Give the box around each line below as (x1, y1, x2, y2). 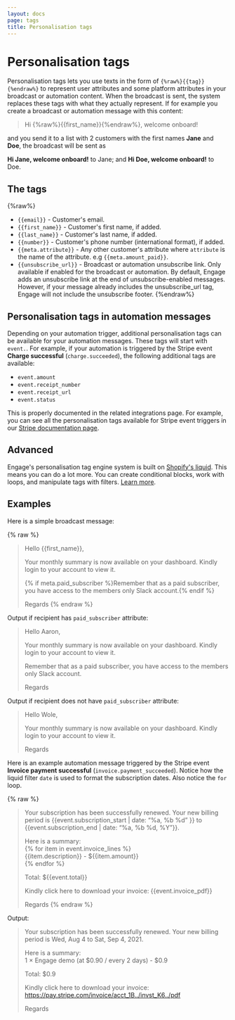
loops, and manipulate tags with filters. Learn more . (7, 478, 156, 486)
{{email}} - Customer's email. (17, 215, 105, 224)
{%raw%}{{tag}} (160, 78, 205, 85)
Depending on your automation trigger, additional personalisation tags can (7, 329, 222, 338)
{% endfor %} (24, 859, 65, 867)
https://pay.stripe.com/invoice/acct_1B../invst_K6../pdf (24, 990, 181, 999)
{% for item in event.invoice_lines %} (24, 844, 132, 853)
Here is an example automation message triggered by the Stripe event (7, 758, 210, 767)
